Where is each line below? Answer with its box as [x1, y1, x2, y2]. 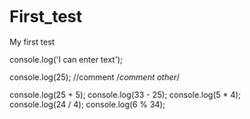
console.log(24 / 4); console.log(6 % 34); [9, 98, 166, 110]
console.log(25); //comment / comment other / [9, 71, 181, 83]
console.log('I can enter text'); [9, 54, 123, 64]
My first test [9, 36, 55, 47]
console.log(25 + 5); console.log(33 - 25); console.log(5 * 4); [9, 89, 242, 100]
